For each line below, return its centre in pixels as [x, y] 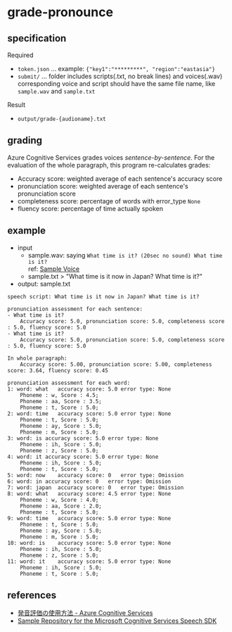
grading [25, 140]
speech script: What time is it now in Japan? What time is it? [103, 296]
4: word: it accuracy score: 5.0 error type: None [83, 457]
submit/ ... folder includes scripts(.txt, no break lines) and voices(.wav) [120, 76]
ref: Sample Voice [54, 269]
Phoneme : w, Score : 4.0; [59, 500]
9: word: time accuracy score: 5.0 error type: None [89, 518]
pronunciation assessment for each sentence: [75, 309]
